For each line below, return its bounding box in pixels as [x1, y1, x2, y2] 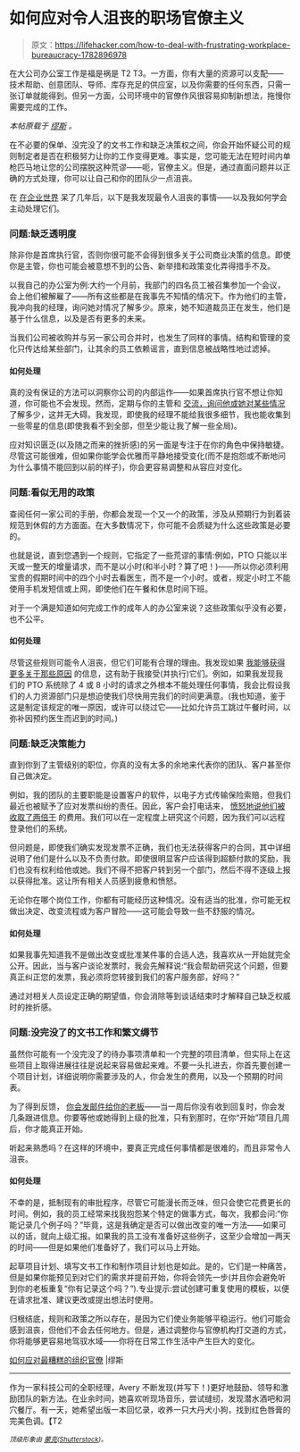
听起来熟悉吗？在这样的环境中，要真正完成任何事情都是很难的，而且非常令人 [9, 1142, 291, 1153]
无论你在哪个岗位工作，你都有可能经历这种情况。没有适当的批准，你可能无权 [9, 894, 291, 905]
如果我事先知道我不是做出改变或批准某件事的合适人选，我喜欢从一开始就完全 [9, 949, 291, 961]
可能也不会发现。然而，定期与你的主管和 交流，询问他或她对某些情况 [32, 399, 286, 409]
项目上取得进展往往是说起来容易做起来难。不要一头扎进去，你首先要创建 [16, 1060, 283, 1070]
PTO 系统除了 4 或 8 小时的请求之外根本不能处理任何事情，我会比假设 [26, 679, 283, 690]
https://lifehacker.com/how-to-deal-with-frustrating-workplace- [54, 39, 291, 50]
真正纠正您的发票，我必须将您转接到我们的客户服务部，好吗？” [9, 971, 240, 983]
